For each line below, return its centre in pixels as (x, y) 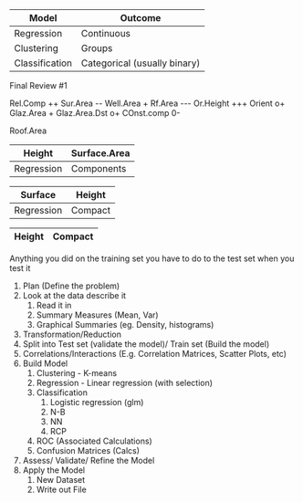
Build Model (45, 363)
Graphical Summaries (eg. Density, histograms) (125, 324)
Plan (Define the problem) (71, 286)
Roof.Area (28, 131)
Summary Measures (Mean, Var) (97, 315)
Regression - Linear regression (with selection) (124, 383)
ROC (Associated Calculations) (94, 441)
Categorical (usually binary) (141, 63)
